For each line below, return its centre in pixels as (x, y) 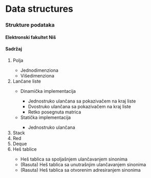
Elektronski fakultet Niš (31, 37)
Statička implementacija (46, 117)
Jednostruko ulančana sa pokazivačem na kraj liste (82, 101)
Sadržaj (14, 49)
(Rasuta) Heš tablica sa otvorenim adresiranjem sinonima (80, 170)
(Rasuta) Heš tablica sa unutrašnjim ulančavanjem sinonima (83, 164)
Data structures (39, 9)
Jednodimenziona (39, 70)
